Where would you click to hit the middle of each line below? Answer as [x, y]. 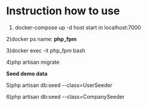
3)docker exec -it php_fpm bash [46, 50]
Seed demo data [27, 73]
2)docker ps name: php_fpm [41, 39]
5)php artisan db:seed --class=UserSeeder [59, 85]
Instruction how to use [63, 11]
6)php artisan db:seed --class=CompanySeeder [65, 96]
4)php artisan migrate [33, 62]
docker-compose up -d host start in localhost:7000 [78, 27]
